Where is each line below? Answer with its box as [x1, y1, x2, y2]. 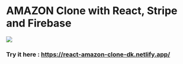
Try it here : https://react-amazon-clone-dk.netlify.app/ [6, 50, 171, 58]
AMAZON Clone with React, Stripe [6, 4, 178, 18]
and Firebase [6, 16, 72, 30]
